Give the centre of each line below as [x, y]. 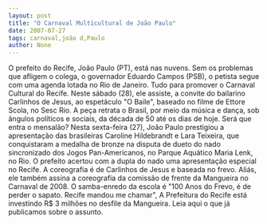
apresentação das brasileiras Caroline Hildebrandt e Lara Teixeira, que [124, 136]
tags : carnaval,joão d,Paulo [57, 38]
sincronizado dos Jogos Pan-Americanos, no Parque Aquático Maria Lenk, [131, 153]
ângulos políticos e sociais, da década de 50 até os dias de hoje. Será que [130, 119]
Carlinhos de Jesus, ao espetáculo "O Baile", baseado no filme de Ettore [127, 102]
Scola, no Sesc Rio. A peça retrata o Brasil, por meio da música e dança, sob [134, 110]
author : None [30, 45]
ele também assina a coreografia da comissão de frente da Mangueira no [128, 178]
